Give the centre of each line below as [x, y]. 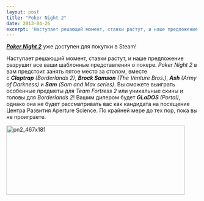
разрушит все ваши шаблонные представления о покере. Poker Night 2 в [102, 65]
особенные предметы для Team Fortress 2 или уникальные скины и [95, 91]
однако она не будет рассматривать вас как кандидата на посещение [98, 104]
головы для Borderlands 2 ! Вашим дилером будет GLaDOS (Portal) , [93, 97]
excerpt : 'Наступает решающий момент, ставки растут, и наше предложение [102, 29]
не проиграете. [26, 117]
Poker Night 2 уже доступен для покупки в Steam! [72, 47]
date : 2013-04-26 [28, 23]
